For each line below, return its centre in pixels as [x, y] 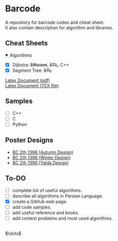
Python [20, 124]
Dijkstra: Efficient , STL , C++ [41, 64]
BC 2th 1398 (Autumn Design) [43, 152]
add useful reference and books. [46, 212]
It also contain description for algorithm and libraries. [59, 27]
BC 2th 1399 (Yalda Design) [40, 163]
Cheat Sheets [27, 43]
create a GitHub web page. [40, 201]
